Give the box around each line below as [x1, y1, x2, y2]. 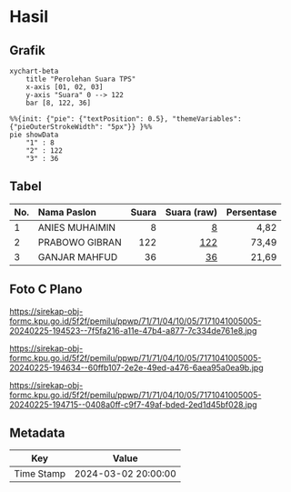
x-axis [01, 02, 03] [25, 83, 104, 92]
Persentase [226, 206, 277, 218]
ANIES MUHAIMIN [37, 221, 116, 234]
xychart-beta [9, 66, 59, 75]
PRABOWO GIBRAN [37, 236, 122, 248]
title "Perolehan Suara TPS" [25, 75, 136, 84]
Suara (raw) [165, 206, 218, 218]
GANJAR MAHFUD [37, 250, 118, 263]
